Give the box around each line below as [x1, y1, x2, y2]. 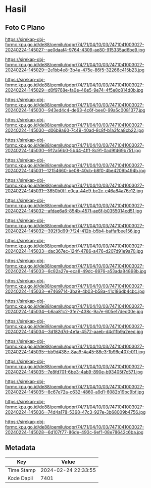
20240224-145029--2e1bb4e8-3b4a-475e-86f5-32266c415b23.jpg [5, 67, 145, 73]
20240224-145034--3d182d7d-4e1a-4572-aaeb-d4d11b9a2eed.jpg [5, 328, 144, 334]
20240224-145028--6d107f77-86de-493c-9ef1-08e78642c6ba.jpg [5, 430, 144, 435]
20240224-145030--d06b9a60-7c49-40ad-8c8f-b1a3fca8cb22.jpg [5, 127, 144, 133]
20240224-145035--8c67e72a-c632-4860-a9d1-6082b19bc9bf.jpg [5, 389, 145, 395]
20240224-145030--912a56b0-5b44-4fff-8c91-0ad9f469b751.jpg [5, 148, 141, 153]
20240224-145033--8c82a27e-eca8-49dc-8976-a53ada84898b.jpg [5, 269, 147, 274]
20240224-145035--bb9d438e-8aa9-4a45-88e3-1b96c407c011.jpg [5, 349, 145, 355]
